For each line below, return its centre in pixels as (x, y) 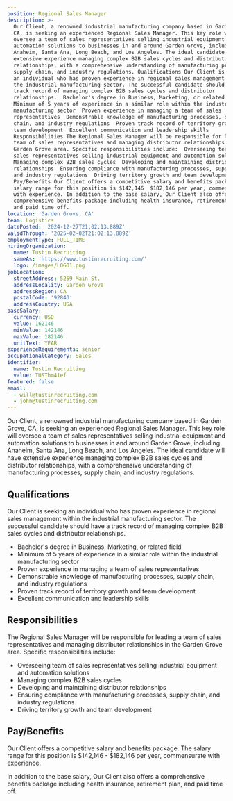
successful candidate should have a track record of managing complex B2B (115, 526)
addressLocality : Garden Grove (59, 285)
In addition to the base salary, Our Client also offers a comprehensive (106, 776)
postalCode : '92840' (43, 298)
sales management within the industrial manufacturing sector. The (102, 518)
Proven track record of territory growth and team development (106, 591)
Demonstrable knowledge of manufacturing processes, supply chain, (116, 576)
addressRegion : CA (40, 291)
